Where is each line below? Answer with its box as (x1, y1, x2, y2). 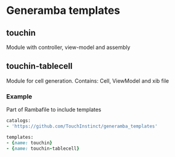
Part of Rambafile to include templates (6, 106, 101, 114)
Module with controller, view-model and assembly (6, 43, 131, 51)
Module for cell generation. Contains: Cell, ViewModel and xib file (6, 77, 169, 85)
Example (6, 92, 33, 100)
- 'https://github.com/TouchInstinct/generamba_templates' (6, 123, 158, 129)
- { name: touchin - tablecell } (6, 146, 80, 152)
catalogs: (6, 118, 31, 124)
